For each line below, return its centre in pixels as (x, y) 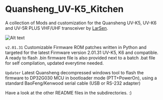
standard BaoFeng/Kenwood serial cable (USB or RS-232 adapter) (73, 83)
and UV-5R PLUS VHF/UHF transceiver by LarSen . (57, 28)
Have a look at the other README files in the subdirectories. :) (69, 93)
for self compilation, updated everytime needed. (54, 63)
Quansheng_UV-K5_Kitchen (64, 9)
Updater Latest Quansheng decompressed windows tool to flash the (75, 72)
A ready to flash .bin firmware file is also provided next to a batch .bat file (80, 57)
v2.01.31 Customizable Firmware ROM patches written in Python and (76, 47)
